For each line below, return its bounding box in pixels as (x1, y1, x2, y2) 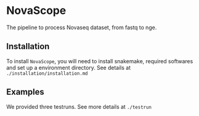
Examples (6, 87, 44, 97)
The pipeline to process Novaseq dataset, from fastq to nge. (6, 24, 157, 31)
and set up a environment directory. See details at (6, 64, 131, 71)
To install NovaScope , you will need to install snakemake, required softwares (6, 57, 193, 64)
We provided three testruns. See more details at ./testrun (6, 103, 152, 110)
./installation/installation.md (6, 70, 88, 77)
